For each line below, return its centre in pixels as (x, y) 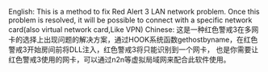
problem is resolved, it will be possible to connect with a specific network (130, 20)
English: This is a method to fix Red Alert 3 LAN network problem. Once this (134, 12)
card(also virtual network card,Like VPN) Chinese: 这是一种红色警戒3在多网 (134, 30)
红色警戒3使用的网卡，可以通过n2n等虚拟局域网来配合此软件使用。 (119, 60)
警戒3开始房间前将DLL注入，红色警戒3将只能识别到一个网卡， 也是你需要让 (134, 50)
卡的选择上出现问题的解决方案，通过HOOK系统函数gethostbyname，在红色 (133, 40)
